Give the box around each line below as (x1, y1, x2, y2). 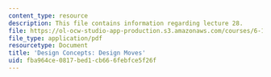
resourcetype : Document (8, 42, 89, 50)
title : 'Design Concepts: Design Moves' (8, 49, 147, 57)
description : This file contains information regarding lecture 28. (8, 19, 244, 27)
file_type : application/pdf (8, 34, 103, 43)
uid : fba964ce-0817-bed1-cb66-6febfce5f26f (8, 57, 157, 65)
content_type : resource (8, 11, 89, 20)
